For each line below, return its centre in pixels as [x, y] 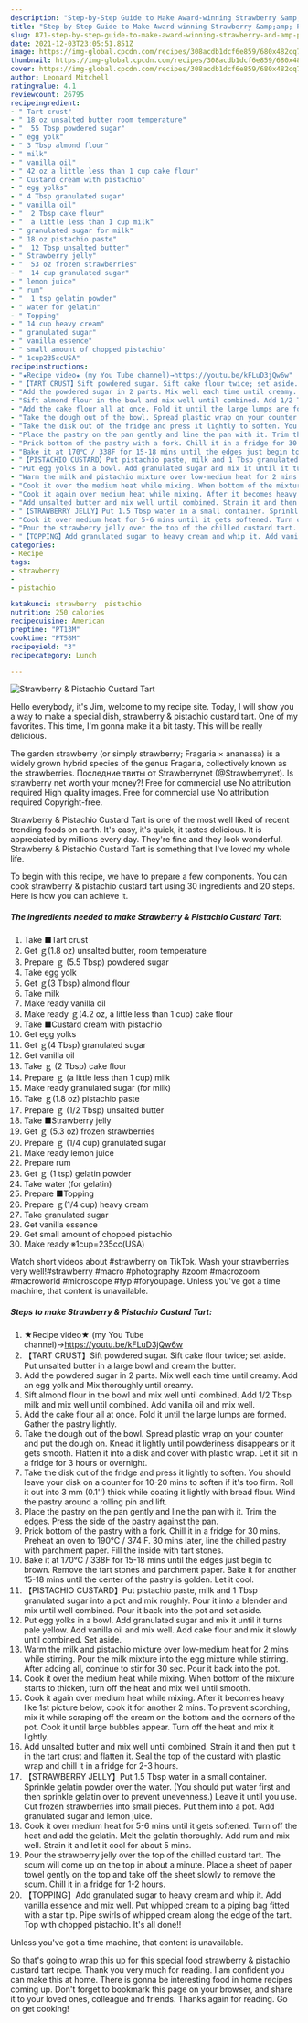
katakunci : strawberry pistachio [76, 605]
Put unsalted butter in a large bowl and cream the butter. [130, 1366]
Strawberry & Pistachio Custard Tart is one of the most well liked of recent [150, 820]
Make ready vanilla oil [64, 1003]
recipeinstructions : [50, 367]
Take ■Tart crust [56, 940]
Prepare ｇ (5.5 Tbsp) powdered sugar [96, 962]
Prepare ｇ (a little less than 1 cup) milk [97, 1078]
